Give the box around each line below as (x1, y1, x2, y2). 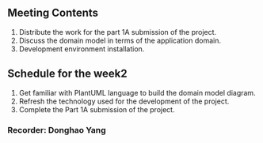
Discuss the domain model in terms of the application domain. (18, 36, 221, 45)
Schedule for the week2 (7, 67, 128, 81)
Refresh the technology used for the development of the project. (18, 96, 230, 106)
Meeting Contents (7, 6, 99, 20)
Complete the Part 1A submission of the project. (18, 104, 175, 114)
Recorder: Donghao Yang (7, 124, 106, 135)
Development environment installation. (18, 43, 145, 54)
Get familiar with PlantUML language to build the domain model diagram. (18, 88, 256, 97)
